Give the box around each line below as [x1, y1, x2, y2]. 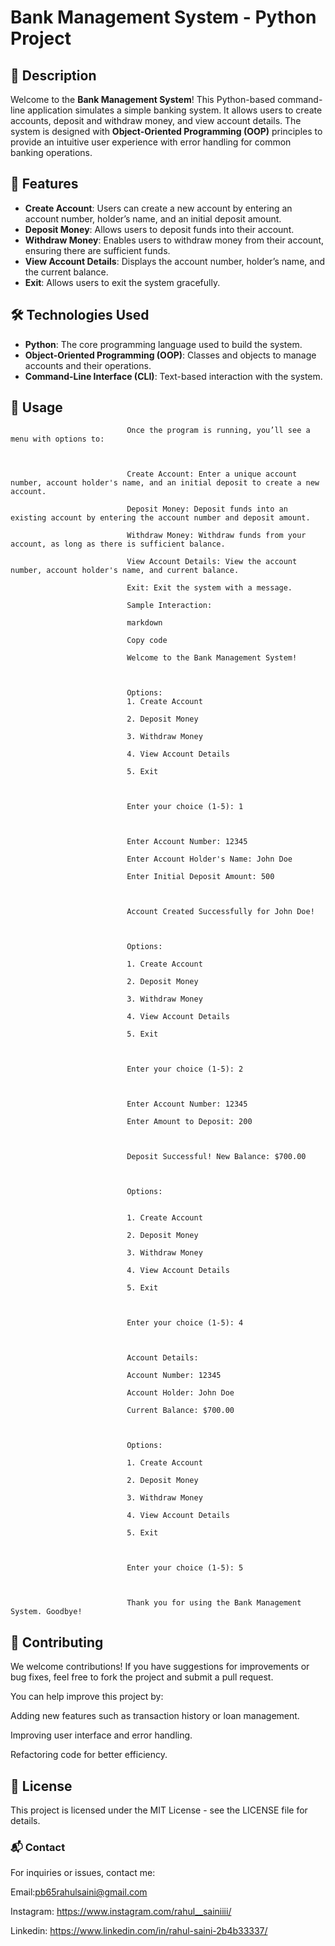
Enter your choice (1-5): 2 [126, 1064, 244, 1075]
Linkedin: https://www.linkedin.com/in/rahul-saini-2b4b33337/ [10, 1925, 268, 1937]
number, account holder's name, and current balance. [10, 566, 240, 576]
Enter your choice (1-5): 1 [126, 802, 244, 812]
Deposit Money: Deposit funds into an [126, 504, 288, 515]
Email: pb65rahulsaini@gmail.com [10, 1886, 148, 1898]
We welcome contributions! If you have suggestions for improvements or [10, 1661, 310, 1673]
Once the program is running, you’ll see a [126, 426, 311, 436]
